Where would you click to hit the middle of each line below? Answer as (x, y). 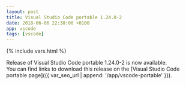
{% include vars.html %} (37, 51)
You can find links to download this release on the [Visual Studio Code (93, 69)
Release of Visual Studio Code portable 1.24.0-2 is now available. (87, 63)
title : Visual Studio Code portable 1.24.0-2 (64, 17)
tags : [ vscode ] (25, 34)
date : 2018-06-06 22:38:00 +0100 (48, 23)
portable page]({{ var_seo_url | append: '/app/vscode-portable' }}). (89, 75)
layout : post (22, 12)
